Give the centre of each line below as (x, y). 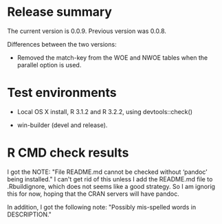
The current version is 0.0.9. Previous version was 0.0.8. (87, 31)
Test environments (62, 93)
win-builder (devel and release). (62, 125)
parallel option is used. (49, 65)
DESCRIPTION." (29, 214)
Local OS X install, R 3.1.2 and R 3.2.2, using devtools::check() (104, 111)
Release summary (59, 12)
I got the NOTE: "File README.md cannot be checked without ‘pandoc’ (107, 172)
